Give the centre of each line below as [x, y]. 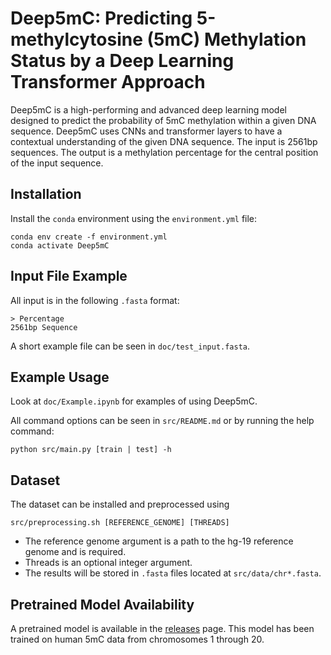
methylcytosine [76, 39]
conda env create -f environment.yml [89, 237]
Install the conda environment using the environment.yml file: [134, 218]
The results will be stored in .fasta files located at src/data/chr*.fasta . [173, 573]
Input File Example [69, 276]
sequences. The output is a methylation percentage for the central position [164, 152]
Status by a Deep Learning [122, 61]
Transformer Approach [108, 82]
